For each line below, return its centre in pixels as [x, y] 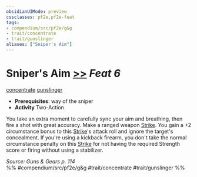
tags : [13, 22]
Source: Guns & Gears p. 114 [41, 161]
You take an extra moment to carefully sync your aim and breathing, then [94, 119]
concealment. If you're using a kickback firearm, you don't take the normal [96, 137]
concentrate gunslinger [34, 89]
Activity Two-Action [39, 107]
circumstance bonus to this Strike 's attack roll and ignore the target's [90, 131]
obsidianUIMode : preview [36, 11]
